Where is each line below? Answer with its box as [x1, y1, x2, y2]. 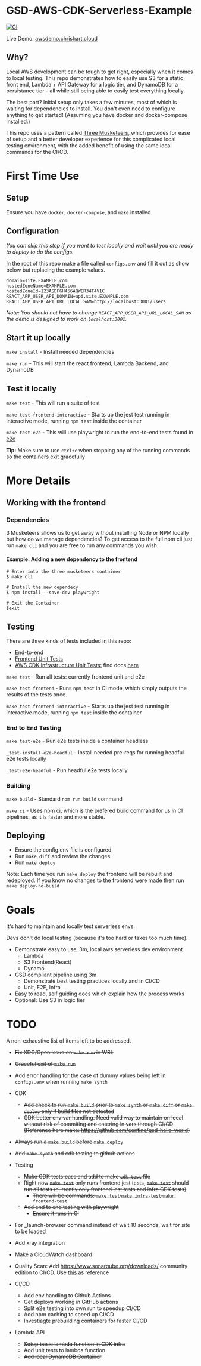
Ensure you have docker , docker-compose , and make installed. [6, 208, 153, 215]
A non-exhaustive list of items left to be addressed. [6, 1037, 131, 1044]
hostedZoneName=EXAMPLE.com [6, 283, 76, 289]
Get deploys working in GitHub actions [23, 1299, 118, 1306]
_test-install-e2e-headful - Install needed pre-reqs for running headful [6, 749, 184, 756]
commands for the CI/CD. [6, 148, 69, 155]
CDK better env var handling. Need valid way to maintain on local [23, 1114, 183, 1121]
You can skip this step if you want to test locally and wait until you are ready [6, 242, 194, 249]
